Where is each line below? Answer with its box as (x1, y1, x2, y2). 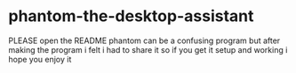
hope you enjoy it (8, 54, 72, 64)
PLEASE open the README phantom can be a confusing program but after (8, 35, 281, 46)
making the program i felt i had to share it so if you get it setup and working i (8, 44, 288, 55)
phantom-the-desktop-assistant (8, 6, 254, 26)
